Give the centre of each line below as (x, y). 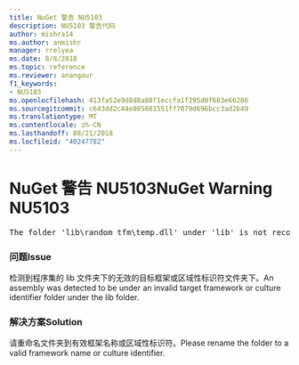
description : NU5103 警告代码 (62, 26)
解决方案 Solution (46, 321)
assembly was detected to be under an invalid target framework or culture (145, 288)
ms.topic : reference (48, 68)
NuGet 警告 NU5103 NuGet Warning (141, 188)
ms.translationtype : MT (53, 117)
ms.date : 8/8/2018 (43, 59)
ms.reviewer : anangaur (51, 76)
